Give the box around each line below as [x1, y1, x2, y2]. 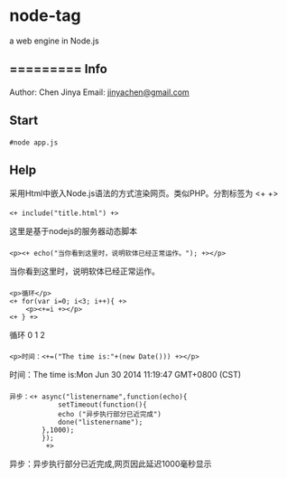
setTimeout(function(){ [57, 399, 147, 409]
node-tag [9, 5, 81, 26]
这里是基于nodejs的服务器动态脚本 [9, 226, 138, 237]
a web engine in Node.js [9, 35, 99, 46]
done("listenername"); [57, 417, 143, 426]
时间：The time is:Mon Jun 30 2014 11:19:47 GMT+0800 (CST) [9, 370, 242, 380]
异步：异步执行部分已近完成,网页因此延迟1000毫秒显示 [9, 458, 212, 469]
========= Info [9, 61, 108, 77]
